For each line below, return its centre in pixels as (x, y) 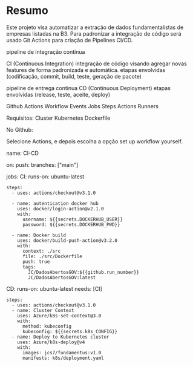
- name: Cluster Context (43, 310)
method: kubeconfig (47, 326)
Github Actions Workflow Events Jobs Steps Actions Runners (83, 106)
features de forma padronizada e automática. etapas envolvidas (86, 70)
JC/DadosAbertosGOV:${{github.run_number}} (83, 272)
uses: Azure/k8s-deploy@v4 (51, 342)
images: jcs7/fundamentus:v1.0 (62, 352)
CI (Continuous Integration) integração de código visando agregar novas (97, 63)
